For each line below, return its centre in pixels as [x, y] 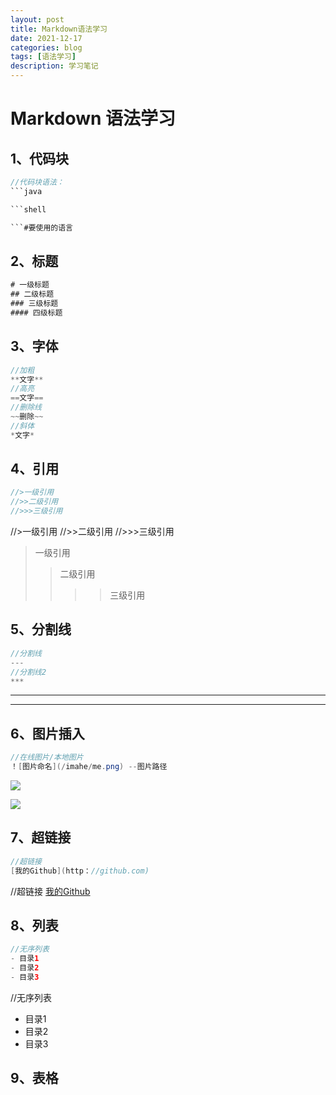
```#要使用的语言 [41, 227]
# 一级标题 [30, 285]
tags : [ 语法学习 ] [43, 57]
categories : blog [46, 47]
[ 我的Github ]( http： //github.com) [80, 871]
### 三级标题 [34, 304]
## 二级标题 [32, 294]
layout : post [37, 19]
